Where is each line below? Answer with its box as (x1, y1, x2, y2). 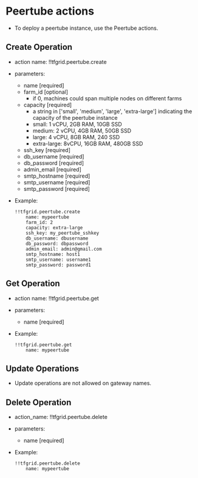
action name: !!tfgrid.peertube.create (14, 58, 107, 65)
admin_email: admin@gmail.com (26, 246, 102, 252)
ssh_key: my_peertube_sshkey (26, 230, 100, 236)
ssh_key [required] (23, 146, 70, 153)
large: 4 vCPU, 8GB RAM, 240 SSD (32, 133, 120, 140)
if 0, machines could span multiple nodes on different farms (32, 94, 182, 102)
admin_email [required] (23, 165, 81, 173)
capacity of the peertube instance (32, 114, 118, 121)
